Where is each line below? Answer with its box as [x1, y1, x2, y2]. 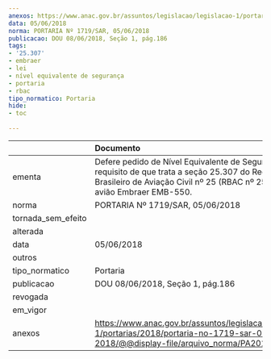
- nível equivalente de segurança [8, 72, 125, 80]
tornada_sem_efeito [12, 212, 87, 223]
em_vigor [12, 304, 47, 315]
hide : [8, 102, 27, 110]
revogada [12, 291, 48, 303]
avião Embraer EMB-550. [94, 186, 193, 198]
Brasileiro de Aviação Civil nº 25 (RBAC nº [94, 176, 254, 187]
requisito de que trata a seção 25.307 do [94, 166, 250, 177]
